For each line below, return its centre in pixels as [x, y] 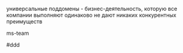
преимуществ [24, 21]
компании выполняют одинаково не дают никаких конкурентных [91, 15]
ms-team [18, 33]
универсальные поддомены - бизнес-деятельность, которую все [92, 9]
